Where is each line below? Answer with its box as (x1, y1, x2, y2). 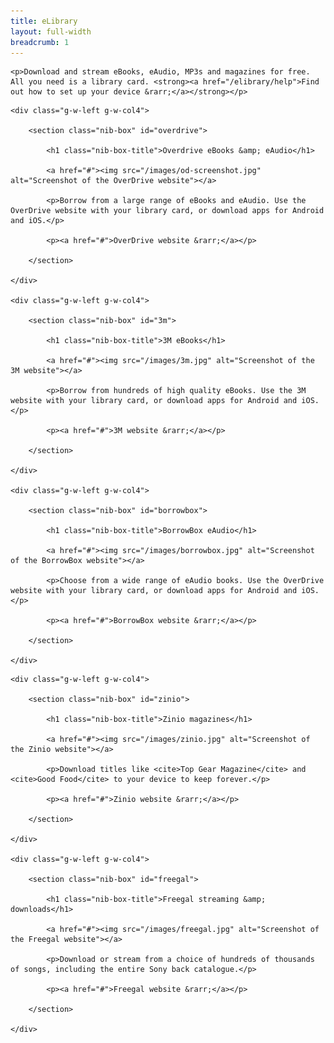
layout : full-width (10, 26, 92, 37)
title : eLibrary (10, 16, 78, 26)
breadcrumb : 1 (10, 37, 70, 47)
